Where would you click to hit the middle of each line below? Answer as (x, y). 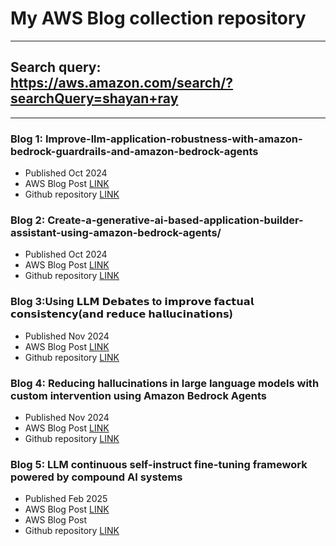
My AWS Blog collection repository (158, 18)
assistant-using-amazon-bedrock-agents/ (116, 232)
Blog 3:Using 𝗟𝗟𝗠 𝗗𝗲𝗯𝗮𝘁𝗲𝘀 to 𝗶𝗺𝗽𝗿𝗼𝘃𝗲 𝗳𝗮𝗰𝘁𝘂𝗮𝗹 (132, 302)
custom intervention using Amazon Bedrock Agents (138, 395)
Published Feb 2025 (66, 499)
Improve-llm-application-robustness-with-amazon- (173, 139)
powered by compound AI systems (96, 477)
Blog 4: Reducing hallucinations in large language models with (165, 383)
